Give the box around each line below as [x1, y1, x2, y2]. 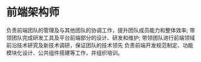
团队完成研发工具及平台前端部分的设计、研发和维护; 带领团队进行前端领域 [11, 34, 196, 41]
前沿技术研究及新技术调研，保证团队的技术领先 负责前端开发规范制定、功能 [6, 42, 194, 49]
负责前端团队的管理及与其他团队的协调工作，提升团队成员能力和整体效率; [6, 26, 189, 34]
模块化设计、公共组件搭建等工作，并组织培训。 [6, 49, 123, 56]
